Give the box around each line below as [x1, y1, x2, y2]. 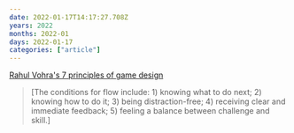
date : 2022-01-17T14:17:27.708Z [9, 12, 128, 22]
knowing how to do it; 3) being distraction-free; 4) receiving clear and [30, 96, 286, 107]
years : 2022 [9, 21, 53, 30]
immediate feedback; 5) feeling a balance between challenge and [30, 106, 270, 116]
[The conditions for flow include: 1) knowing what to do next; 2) [30, 87, 263, 98]
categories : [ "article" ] [9, 46, 101, 55]
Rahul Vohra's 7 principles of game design [9, 70, 164, 80]
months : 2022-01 [9, 29, 69, 38]
